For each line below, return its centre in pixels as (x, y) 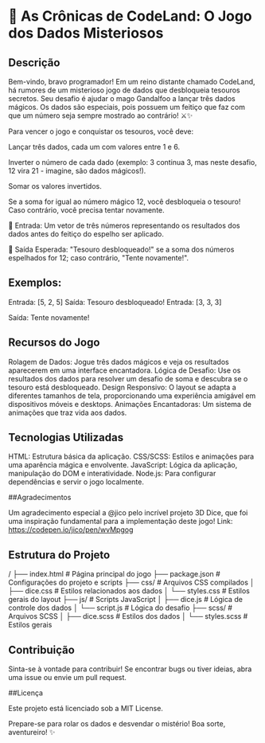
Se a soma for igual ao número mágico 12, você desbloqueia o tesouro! (125, 201)
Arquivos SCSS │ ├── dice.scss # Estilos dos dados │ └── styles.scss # (128, 616)
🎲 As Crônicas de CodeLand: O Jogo (130, 16)
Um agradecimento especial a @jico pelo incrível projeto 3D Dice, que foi (128, 513)
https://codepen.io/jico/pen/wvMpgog (71, 530)
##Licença (26, 693)
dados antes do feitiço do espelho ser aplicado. (86, 234)
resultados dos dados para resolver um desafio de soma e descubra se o (128, 378)
